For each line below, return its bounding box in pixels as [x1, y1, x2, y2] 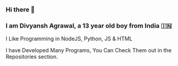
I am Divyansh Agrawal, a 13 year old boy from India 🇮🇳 [5, 21, 173, 29]
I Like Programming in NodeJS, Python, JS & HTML [5, 35, 133, 43]
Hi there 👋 [5, 5, 36, 14]
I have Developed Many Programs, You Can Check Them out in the [5, 47, 172, 54]
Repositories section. [5, 53, 59, 61]
